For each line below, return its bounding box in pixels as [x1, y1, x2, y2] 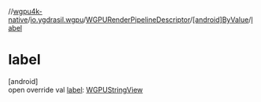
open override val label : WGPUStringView [8, 85, 143, 94]
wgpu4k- [13, 7, 43, 16]
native [8, 15, 28, 24]
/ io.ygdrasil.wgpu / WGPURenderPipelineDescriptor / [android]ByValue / [27, 15, 252, 24]
